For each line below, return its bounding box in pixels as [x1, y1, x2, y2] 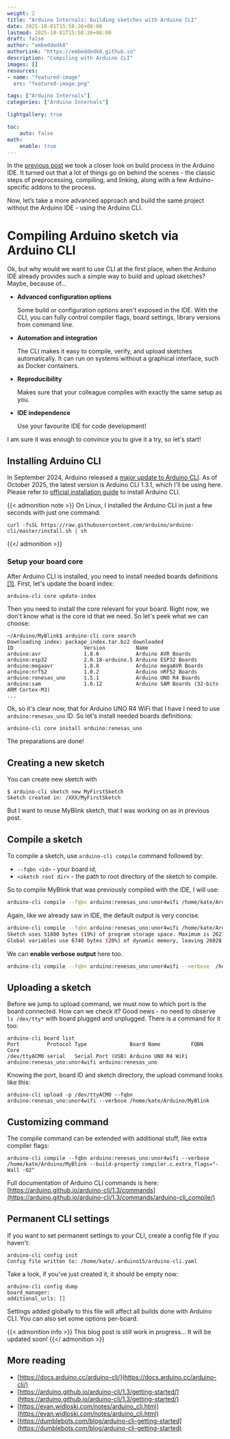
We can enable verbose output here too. [7, 949, 123, 958]
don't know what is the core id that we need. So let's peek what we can [7, 612, 209, 621]
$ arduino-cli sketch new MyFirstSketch [7, 788, 125, 795]
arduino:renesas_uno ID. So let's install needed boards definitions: [7, 712, 193, 720]
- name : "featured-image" [7, 73, 81, 81]
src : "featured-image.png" [13, 80, 90, 87]
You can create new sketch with [7, 775, 97, 784]
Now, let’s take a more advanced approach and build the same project [7, 197, 204, 205]
